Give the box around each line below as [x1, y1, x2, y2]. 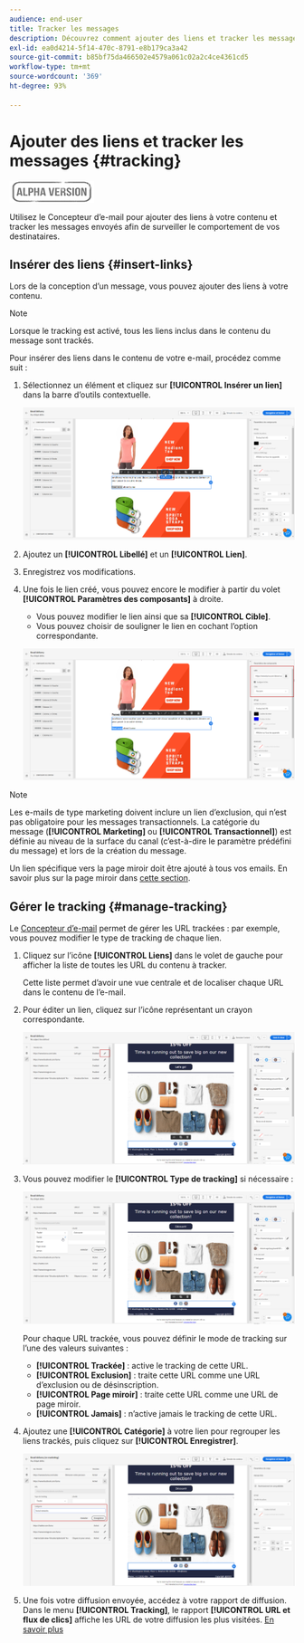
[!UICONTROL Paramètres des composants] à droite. [22, 594, 224, 605]
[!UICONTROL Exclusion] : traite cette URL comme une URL [35, 1370, 261, 1380]
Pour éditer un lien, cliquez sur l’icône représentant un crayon [22, 1005, 253, 1015]
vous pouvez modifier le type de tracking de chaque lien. [9, 932, 222, 943]
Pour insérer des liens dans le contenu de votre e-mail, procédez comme [9, 353, 281, 364]
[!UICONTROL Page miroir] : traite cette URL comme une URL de [35, 1390, 279, 1399]
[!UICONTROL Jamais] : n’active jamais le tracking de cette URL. [35, 1409, 278, 1419]
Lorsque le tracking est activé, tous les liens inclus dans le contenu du [9, 326, 271, 337]
